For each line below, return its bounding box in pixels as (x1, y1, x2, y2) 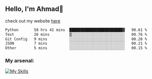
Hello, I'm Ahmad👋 (5, 5, 64, 13)
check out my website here (5, 18, 61, 24)
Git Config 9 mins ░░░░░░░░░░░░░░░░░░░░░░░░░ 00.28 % (5, 36, 148, 42)
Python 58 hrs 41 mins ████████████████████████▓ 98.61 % (5, 27, 148, 32)
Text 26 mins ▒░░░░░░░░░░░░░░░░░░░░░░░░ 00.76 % (5, 32, 148, 37)
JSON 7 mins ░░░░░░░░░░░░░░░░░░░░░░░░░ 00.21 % (5, 41, 148, 46)
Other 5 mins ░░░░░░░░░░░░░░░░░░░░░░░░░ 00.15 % (5, 46, 148, 51)
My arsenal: (5, 57, 35, 64)
